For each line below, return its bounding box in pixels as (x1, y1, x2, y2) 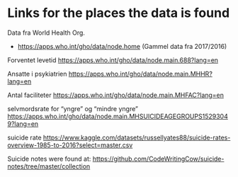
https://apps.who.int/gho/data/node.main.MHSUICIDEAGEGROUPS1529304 (7, 112, 228, 120)
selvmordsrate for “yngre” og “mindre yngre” (7, 104, 138, 113)
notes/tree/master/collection (7, 161, 91, 171)
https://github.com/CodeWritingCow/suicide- (92, 154, 225, 163)
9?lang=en (7, 119, 39, 128)
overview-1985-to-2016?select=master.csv (7, 140, 133, 149)
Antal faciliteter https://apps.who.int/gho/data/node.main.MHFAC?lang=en (7, 91, 225, 99)
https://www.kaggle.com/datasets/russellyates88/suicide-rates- (42, 133, 231, 142)
